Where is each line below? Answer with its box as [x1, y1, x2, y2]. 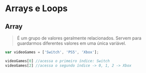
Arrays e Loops [5, 3, 68, 14]
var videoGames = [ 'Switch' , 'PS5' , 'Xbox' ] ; [5, 50, 99, 55]
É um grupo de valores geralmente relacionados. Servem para [17, 35, 142, 41]
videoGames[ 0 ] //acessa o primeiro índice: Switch [5, 58, 110, 63]
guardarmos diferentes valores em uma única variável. [17, 40, 127, 46]
